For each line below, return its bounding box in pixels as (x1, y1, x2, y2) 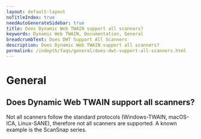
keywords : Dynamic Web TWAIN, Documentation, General (6, 31, 144, 37)
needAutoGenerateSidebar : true (6, 20, 85, 26)
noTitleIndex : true (6, 14, 55, 20)
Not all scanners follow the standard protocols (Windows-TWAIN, (6, 113, 167, 120)
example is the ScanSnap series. (6, 126, 87, 133)
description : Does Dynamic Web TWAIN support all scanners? (6, 43, 160, 49)
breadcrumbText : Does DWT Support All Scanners (6, 37, 128, 43)
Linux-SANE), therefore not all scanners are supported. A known (17, 119, 177, 126)
